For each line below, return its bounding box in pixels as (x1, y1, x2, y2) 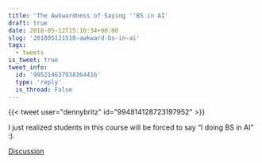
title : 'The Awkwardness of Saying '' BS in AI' (8, 11, 169, 20)
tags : (8, 41, 26, 49)
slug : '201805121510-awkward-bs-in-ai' (8, 33, 141, 42)
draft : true (8, 19, 48, 27)
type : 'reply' (15, 78, 62, 86)
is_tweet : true (8, 56, 59, 64)
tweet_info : (8, 64, 48, 72)
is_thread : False (15, 85, 73, 94)
